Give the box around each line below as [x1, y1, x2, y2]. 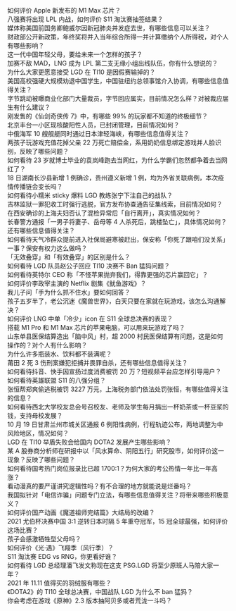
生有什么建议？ [7, 103, 51, 111]
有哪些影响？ [7, 42, 44, 49]
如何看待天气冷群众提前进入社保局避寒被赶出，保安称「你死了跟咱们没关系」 [7, 235, 229, 243]
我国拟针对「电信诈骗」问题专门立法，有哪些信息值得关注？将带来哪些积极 [7, 490, 223, 499]
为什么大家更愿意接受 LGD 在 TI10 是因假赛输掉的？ [7, 68, 156, 76]
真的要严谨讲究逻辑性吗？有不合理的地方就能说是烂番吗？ [25, 482, 192, 490]
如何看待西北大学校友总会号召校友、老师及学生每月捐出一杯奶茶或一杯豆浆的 [7, 402, 229, 411]
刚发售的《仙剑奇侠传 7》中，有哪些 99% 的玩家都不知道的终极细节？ [7, 112, 209, 120]
